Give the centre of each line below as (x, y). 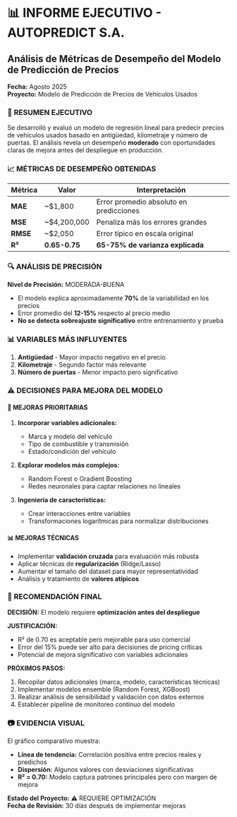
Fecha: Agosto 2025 (37, 87)
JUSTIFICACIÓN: (32, 626)
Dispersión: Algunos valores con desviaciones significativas (105, 770)
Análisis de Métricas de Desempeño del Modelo (114, 59)
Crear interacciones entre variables (79, 514)
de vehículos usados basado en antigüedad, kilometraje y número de (108, 135)
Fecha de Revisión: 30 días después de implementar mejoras (97, 806)
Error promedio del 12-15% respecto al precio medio (94, 313)
